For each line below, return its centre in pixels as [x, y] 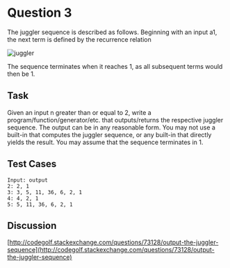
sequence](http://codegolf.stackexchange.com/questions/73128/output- [111, 250]
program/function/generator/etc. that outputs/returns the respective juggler [115, 120]
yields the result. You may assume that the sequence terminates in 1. [105, 142]
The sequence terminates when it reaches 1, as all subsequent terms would [115, 66]
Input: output [28, 180]
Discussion [32, 225]
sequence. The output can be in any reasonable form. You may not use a [111, 127]
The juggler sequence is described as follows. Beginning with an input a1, [112, 32]
